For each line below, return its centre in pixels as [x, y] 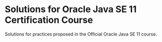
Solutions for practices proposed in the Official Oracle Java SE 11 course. [81, 34]
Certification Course [49, 20]
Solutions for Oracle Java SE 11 [71, 9]
